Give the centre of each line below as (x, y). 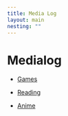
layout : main (26, 20)
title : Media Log (32, 13)
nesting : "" (24, 26)
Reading (29, 93)
